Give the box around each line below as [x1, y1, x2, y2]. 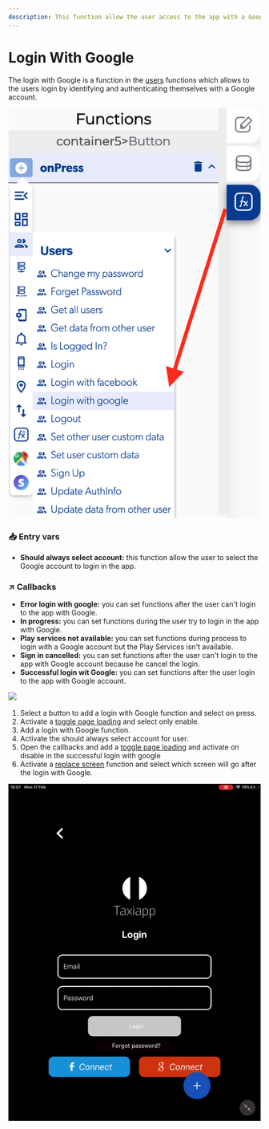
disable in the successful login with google [19, 751, 162, 761]
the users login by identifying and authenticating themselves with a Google [8, 83, 255, 93]
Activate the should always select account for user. [19, 734, 189, 744]
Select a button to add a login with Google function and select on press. [19, 709, 257, 718]
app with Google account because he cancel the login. [19, 659, 200, 669]
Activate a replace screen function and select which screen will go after [19, 759, 257, 770]
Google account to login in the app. [19, 561, 136, 571]
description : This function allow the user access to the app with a [8, 13, 246, 21]
